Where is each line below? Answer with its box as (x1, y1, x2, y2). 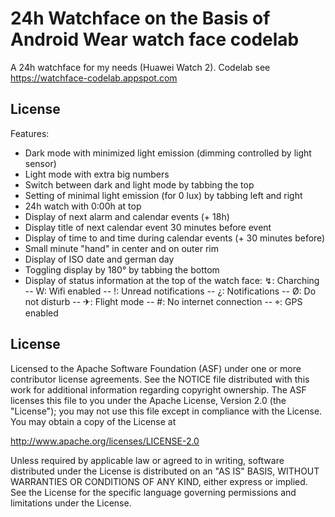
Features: (10, 127, 50, 139)
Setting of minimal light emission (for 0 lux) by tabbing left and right (24, 189, 303, 201)
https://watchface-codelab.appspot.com (10, 72, 178, 84)
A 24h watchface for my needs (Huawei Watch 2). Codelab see (10, 61, 271, 73)
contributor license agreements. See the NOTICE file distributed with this (10, 373, 310, 385)
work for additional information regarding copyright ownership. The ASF (10, 383, 307, 396)
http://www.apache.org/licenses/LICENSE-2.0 (10, 435, 200, 447)
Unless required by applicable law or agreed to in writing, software (10, 454, 285, 466)
